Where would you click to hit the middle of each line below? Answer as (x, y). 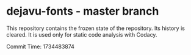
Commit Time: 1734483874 (41, 46)
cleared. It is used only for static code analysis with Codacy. (82, 34)
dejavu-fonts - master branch (83, 11)
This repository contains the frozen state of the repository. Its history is (95, 28)
